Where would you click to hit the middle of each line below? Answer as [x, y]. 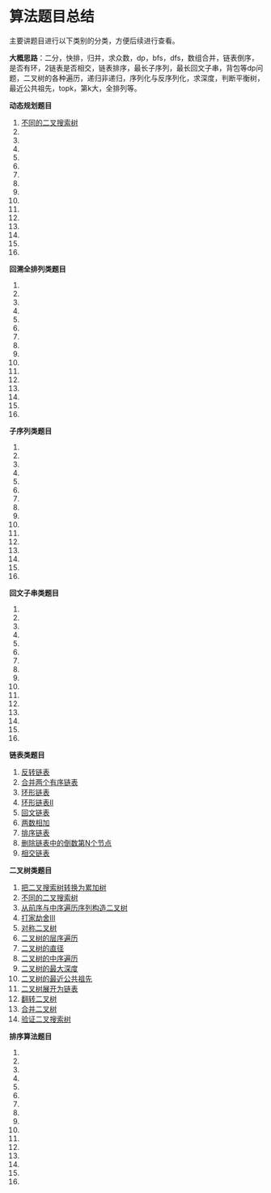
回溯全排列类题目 [38, 269]
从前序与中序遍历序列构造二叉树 [74, 907]
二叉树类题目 [30, 870]
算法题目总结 [52, 17]
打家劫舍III [38, 918]
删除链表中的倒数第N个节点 [66, 842]
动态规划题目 [30, 105]
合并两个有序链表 [49, 782]
